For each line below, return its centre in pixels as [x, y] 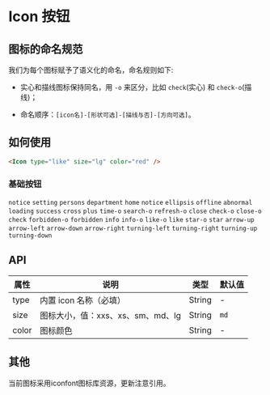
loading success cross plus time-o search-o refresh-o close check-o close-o [135, 211]
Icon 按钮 [39, 17]
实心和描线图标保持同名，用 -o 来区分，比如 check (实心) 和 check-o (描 [136, 87]
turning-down [30, 236]
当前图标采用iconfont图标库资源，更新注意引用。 [90, 383]
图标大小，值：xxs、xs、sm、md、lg [111, 315]
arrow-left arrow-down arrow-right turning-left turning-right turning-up [133, 228]
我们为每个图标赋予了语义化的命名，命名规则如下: [91, 70]
